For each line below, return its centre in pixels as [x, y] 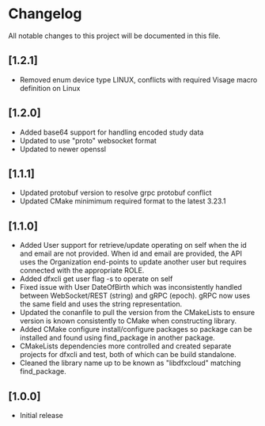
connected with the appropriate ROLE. [82, 271]
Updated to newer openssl [63, 149]
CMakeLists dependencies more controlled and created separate [125, 346]
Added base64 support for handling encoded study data [112, 132]
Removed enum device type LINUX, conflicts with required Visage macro [138, 79]
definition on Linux [50, 88]
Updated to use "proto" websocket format [88, 140]
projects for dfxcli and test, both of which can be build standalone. [128, 355]
